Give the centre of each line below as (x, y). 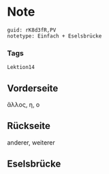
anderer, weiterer (31, 142)
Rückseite (29, 126)
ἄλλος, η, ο (24, 105)
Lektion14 (21, 68)
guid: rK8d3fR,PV (32, 30)
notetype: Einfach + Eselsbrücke (54, 36)
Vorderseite (33, 88)
